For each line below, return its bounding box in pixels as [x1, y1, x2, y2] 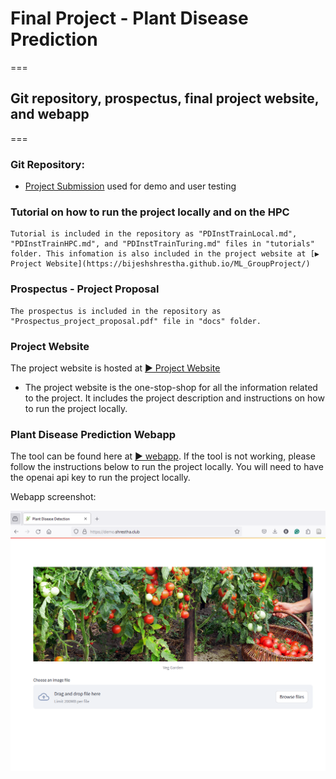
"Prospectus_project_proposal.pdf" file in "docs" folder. [10, 316, 262, 326]
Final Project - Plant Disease [10, 7, 249, 30]
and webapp [10, 106, 90, 123]
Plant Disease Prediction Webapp [10, 427, 177, 441]
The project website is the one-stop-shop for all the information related [24, 381, 318, 393]
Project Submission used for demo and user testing [24, 180, 237, 192]
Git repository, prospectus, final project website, [10, 90, 320, 107]
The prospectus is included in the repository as [10, 306, 222, 316]
